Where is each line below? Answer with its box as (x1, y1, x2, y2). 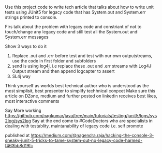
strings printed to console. (5, 15, 58, 20)
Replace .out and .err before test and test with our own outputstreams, (12, 53, 152, 59)
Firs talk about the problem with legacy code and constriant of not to (5, 24, 142, 30)
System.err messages (5, 34, 49, 40)
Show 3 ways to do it (5, 44, 47, 49)
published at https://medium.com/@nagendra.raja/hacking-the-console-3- (5, 133, 154, 138)
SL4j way (12, 74, 31, 79)
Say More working (5, 107, 42, 113)
